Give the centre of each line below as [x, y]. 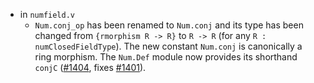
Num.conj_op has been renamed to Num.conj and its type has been [169, 25]
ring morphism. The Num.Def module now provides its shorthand [166, 57]
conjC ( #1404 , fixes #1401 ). [90, 67]
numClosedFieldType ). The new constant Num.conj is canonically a [168, 46]
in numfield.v [47, 14]
